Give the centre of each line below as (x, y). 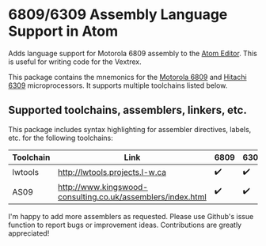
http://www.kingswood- (103, 187)
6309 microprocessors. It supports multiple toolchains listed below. (118, 85)
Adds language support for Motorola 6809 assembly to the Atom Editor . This (133, 53)
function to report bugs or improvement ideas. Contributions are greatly (125, 225)
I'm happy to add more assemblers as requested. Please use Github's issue (131, 216)
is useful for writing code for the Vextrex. (75, 62)
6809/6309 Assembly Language (118, 15)
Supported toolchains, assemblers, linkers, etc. (127, 110)
